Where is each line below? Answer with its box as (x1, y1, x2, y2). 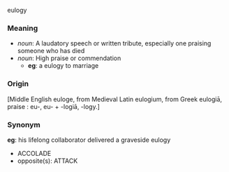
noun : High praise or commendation (17, 54, 121, 62)
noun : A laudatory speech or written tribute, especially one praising (17, 39, 212, 48)
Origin (7, 79, 29, 89)
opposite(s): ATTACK (17, 157, 78, 165)
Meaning (7, 23, 38, 33)
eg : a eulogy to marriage (27, 62, 99, 70)
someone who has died (17, 47, 85, 55)
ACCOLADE (17, 149, 52, 157)
